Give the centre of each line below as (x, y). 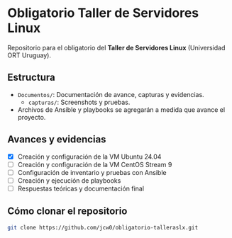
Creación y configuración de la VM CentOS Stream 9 (95, 164)
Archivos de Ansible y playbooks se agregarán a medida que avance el (121, 109)
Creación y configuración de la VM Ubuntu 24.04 (89, 157)
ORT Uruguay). (29, 55)
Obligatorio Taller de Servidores (103, 13)
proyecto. (32, 117)
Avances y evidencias (57, 140)
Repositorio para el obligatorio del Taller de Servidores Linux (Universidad (116, 47)
